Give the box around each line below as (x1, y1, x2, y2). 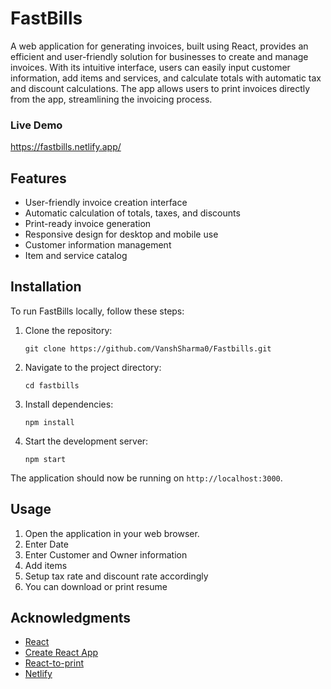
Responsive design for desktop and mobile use (24, 228, 219, 241)
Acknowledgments (10, 610, 132, 627)
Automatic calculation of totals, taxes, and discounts (24, 207, 241, 219)
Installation (10, 278, 82, 296)
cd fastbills (24, 380, 80, 391)
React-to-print (24, 657, 85, 669)
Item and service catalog (24, 250, 128, 262)
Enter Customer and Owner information (24, 548, 188, 561)
